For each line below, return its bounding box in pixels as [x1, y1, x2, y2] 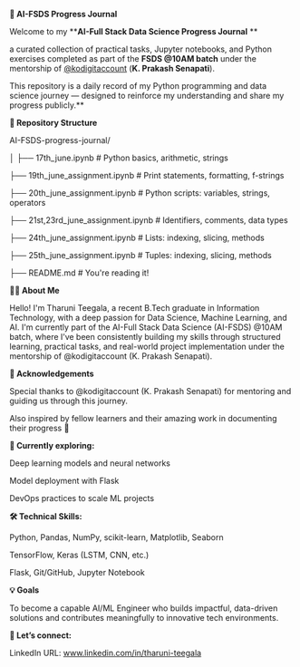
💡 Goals [9, 585, 40, 595]
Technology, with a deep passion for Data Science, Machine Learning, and [9, 313, 287, 323]
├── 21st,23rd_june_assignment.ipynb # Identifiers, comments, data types [9, 215, 288, 226]
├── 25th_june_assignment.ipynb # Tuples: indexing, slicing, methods [9, 250, 272, 260]
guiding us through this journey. [9, 395, 129, 406]
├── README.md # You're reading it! [9, 267, 150, 278]
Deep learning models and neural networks [9, 458, 170, 469]
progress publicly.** [9, 100, 84, 111]
